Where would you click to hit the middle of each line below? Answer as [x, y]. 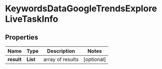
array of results [61, 59]
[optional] [95, 59]
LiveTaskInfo [32, 19]
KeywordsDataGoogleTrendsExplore [81, 9]
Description [61, 51]
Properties [22, 37]
